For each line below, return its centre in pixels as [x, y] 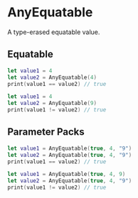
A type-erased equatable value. [54, 32]
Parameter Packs [46, 132]
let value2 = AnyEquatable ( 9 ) [52, 104]
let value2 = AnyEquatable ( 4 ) [52, 77]
